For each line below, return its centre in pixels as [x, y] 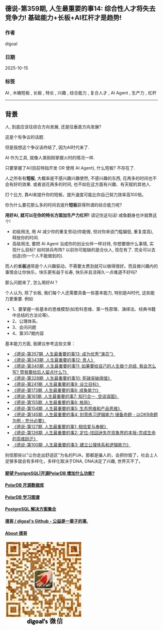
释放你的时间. [25, 238]
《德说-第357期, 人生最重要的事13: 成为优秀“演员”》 [64, 354]
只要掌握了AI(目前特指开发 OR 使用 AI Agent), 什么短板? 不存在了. [70, 168]
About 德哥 [16, 533]
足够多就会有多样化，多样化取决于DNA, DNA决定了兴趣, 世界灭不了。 [74, 461]
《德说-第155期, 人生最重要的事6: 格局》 [52, 402]
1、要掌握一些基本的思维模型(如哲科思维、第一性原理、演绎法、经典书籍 [84, 309]
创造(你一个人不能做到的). [38, 256]
